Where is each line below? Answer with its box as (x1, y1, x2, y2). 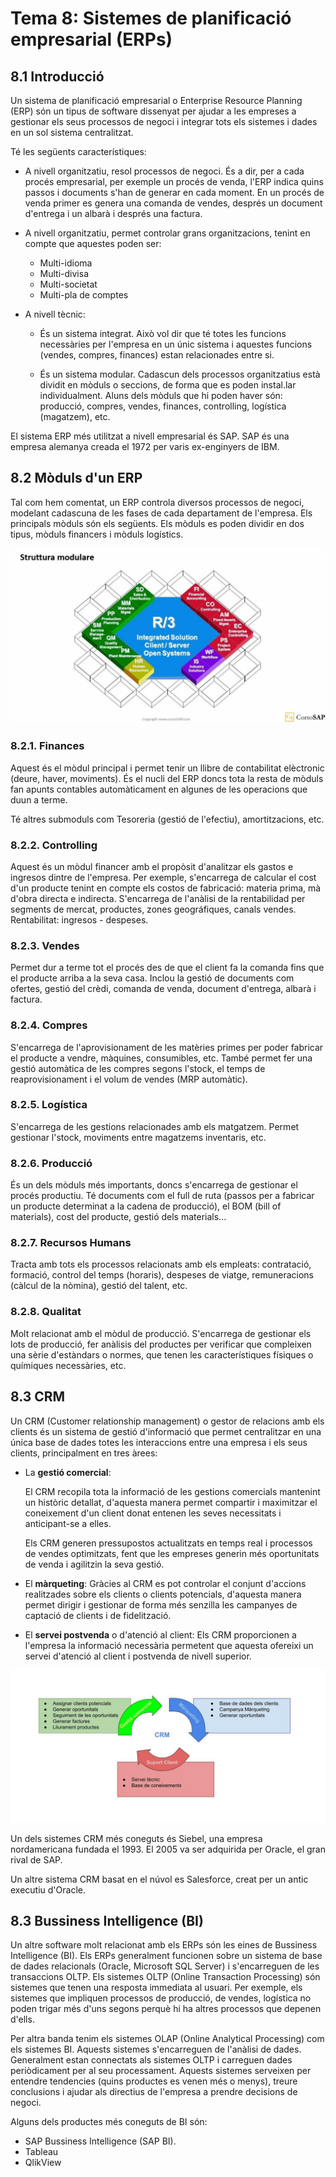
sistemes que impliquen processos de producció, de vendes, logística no (10, 1992, 312, 2004)
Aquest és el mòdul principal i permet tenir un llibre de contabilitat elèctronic (10, 762, 325, 774)
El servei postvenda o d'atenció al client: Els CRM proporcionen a (24, 1628, 297, 1641)
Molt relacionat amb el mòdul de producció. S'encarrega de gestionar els (10, 1327, 312, 1339)
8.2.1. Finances (10, 739, 85, 753)
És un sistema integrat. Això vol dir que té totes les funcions (39, 328, 287, 339)
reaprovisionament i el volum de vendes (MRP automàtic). (10, 1073, 248, 1085)
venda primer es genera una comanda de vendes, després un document (24, 197, 323, 209)
